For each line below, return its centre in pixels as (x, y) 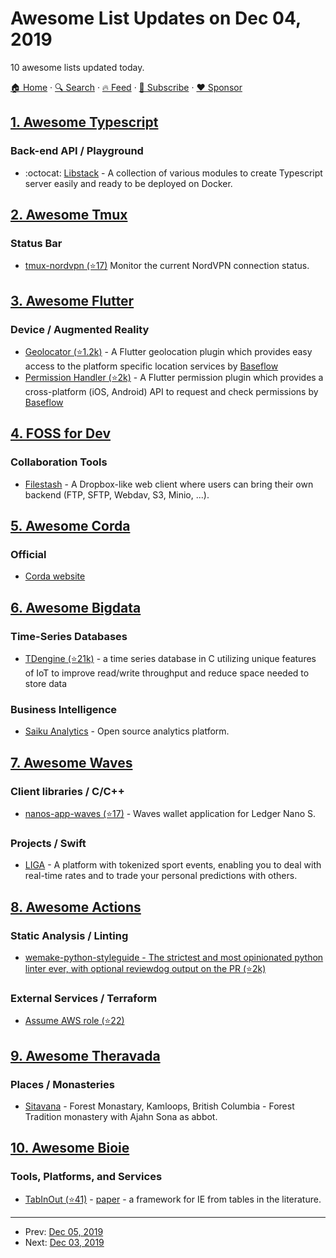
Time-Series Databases (69, 636)
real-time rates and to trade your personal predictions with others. (161, 876)
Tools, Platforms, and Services (86, 1177)
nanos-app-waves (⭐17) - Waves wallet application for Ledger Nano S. (170, 814)
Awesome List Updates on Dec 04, (156, 18)
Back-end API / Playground (77, 151)
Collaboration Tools (59, 462)
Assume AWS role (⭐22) (74, 1021)
